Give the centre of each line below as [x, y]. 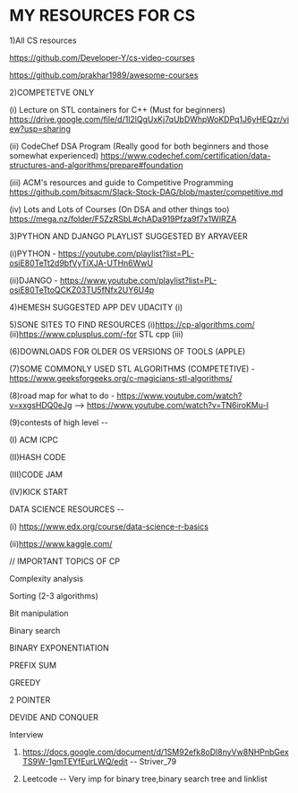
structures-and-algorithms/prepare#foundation [96, 165]
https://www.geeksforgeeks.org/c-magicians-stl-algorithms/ [121, 378]
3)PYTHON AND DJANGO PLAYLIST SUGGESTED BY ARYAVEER [128, 236]
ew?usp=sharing [40, 128]
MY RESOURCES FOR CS [102, 16]
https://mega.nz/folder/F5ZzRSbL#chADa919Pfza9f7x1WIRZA [123, 218]
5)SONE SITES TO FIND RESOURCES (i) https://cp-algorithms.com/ [132, 324]
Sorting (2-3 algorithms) [54, 595]
